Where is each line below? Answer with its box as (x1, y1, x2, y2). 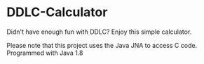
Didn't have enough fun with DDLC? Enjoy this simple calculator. (6, 27, 192, 36)
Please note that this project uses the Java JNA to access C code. (6, 41, 198, 49)
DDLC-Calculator (6, 4, 108, 20)
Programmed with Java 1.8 (6, 49, 83, 57)
